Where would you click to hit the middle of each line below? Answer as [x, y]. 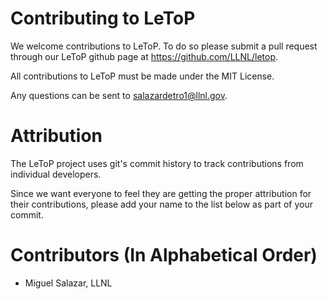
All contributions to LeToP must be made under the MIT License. [142, 76]
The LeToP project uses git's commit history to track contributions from [157, 163]
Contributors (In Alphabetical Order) [164, 255]
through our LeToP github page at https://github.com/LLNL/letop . [144, 56]
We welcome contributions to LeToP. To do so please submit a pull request [164, 46]
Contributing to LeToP [103, 18]
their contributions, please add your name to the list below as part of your [161, 204]
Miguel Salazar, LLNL [68, 283]
